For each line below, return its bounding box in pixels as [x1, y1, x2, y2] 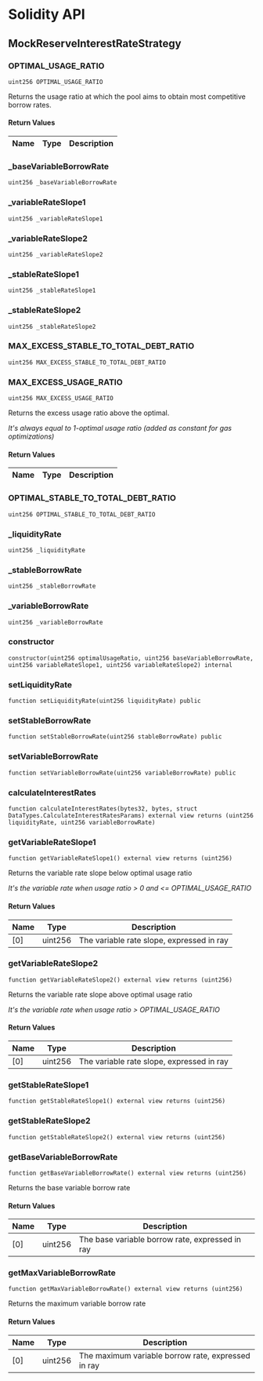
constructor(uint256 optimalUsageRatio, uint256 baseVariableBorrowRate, [8, 654, 254, 662]
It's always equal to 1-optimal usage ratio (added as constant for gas [8, 424, 232, 433]
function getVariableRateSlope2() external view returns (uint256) [8, 975, 233, 984]
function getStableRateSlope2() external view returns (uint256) [8, 1133, 225, 1141]
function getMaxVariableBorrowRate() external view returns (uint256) [8, 1285, 243, 1293]
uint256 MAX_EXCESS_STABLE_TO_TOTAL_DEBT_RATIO [8, 359, 167, 366]
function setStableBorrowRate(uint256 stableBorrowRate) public [8, 733, 222, 741]
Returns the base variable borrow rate [8, 1182, 131, 1192]
